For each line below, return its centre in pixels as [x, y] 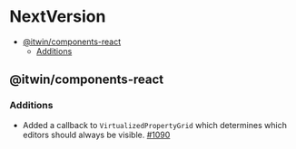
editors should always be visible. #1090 [96, 135]
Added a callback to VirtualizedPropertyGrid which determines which [155, 125]
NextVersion [58, 17]
